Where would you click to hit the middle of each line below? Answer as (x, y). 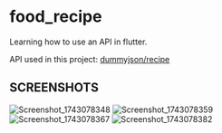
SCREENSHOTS (54, 88)
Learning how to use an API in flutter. (78, 42)
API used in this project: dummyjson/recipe (90, 59)
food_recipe (56, 17)
